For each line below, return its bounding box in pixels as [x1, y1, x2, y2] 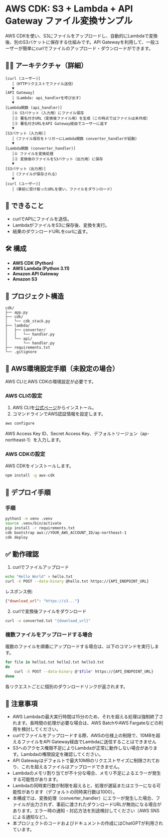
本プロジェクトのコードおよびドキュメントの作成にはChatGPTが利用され [12, 820, 163, 826]
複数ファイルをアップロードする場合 [5, 631, 93, 638]
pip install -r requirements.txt [5, 525, 75, 531]
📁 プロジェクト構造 [5, 292, 64, 300]
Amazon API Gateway [12, 271, 59, 277]
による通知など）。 [12, 814, 50, 820]
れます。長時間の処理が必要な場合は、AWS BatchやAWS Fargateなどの [12, 720, 159, 726]
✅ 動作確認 [5, 550, 39, 558]
